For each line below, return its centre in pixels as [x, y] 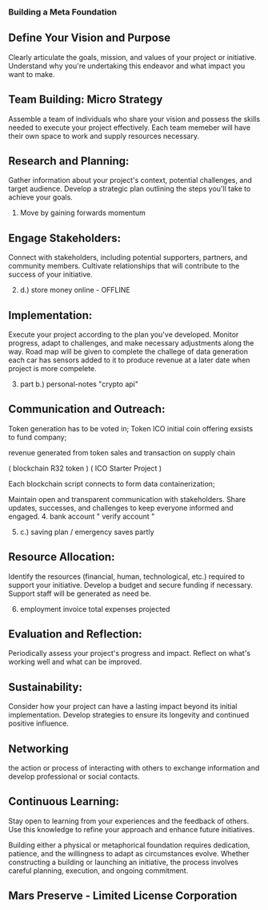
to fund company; [38, 437]
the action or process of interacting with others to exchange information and [134, 768]
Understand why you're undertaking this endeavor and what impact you [127, 66]
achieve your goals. [41, 197]
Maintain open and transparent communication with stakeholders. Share [127, 499]
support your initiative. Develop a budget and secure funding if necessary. [131, 584]
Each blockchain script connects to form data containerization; [112, 483]
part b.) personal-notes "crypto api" [79, 384]
